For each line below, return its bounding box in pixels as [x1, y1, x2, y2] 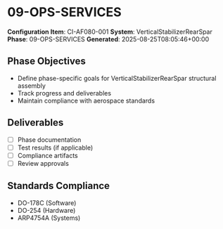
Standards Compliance [7, 180, 110, 192]
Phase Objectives [7, 55, 86, 67]
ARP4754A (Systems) [17, 214, 81, 222]
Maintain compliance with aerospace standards [17, 96, 155, 105]
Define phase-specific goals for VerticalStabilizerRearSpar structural [17, 74, 217, 82]
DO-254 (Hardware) [17, 206, 76, 214]
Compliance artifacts [17, 151, 79, 159]
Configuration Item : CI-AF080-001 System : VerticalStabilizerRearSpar [7, 27, 212, 36]
